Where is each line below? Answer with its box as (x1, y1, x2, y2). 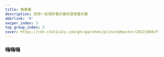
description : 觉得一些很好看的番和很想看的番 (5, 12, 88, 16)
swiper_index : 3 (5, 20, 38, 26)
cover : (5, 29, 19, 34)
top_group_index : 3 (5, 25, 45, 30)
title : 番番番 (5, 7, 32, 12)
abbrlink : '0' (5, 16, 34, 21)
